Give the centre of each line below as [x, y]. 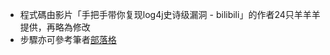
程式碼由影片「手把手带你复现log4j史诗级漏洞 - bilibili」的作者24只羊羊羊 [170, 14]
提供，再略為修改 [55, 27]
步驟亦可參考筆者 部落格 [68, 39]
